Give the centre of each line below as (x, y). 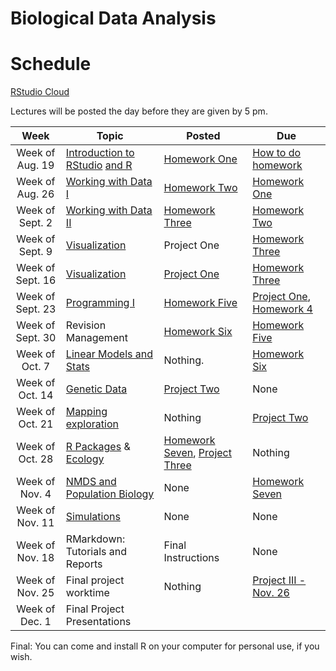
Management (96, 338)
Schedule (51, 64)
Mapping (86, 412)
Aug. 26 (35, 194)
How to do (277, 153)
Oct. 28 (36, 459)
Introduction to (100, 153)
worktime (87, 593)
